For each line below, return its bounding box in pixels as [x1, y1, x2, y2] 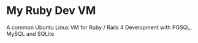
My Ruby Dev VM [6, 4, 96, 18]
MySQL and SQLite [6, 30, 55, 37]
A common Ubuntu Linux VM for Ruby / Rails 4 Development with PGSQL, [6, 24, 192, 31]
